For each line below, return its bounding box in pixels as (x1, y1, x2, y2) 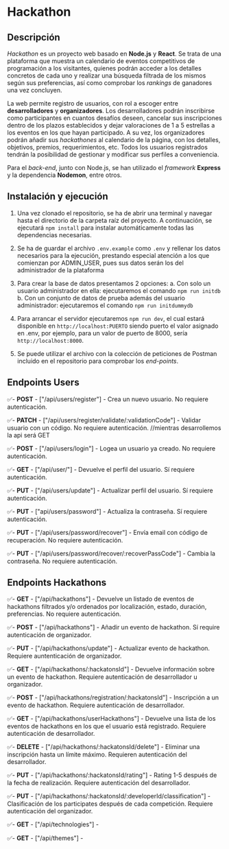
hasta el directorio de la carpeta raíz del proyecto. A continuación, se (16, 216, 213, 224)
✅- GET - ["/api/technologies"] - (7, 820, 99, 828)
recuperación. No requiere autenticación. (7, 536, 123, 544)
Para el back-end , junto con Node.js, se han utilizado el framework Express (7, 164, 221, 171)
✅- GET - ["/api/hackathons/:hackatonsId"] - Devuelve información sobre (7, 665, 215, 673)
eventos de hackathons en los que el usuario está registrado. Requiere (7, 722, 206, 730)
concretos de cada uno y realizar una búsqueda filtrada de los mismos (7, 71, 206, 80)
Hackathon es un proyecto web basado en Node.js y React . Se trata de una (7, 49, 221, 58)
